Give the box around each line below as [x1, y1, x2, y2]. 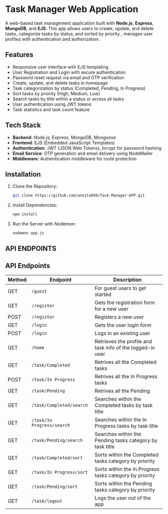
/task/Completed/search [31, 402, 88, 408]
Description [113, 277, 142, 284]
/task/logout [31, 498, 62, 504]
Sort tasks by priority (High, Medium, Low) [12, 90, 100, 96]
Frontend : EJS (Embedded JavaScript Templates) [12, 139, 115, 146]
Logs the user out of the [94, 494, 151, 501]
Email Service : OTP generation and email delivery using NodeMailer [12, 150, 153, 156]
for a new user [94, 306, 128, 313]
